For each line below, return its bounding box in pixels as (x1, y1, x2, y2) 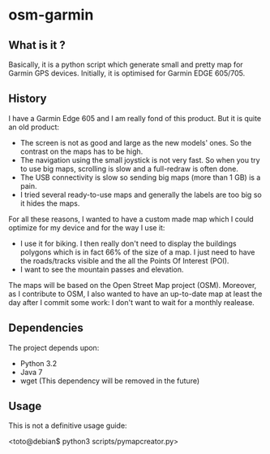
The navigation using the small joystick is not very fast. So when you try (19, 155, 261, 164)
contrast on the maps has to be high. (19, 146, 144, 156)
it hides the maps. (19, 198, 80, 208)
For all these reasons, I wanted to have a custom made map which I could (8, 214, 254, 224)
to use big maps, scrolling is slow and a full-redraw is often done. (19, 164, 239, 173)
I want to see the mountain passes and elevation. (19, 264, 184, 274)
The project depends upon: (8, 343, 100, 352)
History (8, 92, 47, 106)
